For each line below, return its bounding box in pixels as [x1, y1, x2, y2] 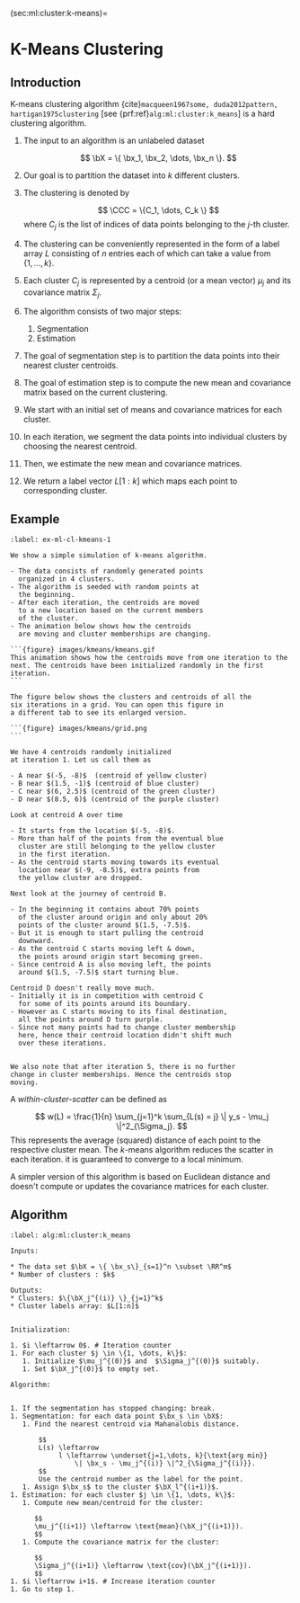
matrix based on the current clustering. [22, 387, 169, 398]
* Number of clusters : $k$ [10, 1270, 116, 1279]
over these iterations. [18, 1038, 107, 1048]
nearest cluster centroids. [22, 360, 119, 371]
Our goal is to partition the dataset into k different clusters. [22, 170, 241, 181]
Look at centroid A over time [10, 811, 124, 820]
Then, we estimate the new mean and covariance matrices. [22, 459, 243, 469]
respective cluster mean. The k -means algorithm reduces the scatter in [10, 1144, 274, 1155]
